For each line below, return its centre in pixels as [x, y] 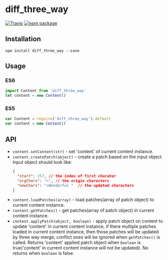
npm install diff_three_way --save [42, 51]
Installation [23, 39]
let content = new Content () [36, 96]
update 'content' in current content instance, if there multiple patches [84, 226]
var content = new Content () [36, 124]
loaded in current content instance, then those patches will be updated [86, 232]
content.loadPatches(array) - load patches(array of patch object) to [83, 200]
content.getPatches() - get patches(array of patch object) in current [83, 211]
